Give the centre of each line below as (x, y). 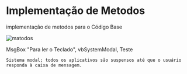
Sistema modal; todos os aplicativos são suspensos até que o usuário (94, 60)
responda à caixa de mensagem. (44, 65)
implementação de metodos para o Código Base (64, 27)
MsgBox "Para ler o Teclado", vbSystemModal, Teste (70, 49)
